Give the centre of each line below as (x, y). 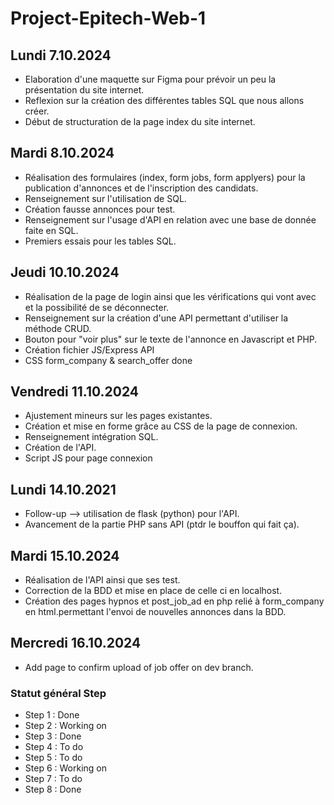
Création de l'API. (60, 448)
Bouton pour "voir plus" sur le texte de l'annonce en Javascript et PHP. (171, 339)
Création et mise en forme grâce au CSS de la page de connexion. (161, 426)
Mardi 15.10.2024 (65, 555)
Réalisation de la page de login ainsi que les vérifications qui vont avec (170, 296)
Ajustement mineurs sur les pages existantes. (118, 416)
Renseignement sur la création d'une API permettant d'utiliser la (156, 318)
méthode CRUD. (58, 328)
